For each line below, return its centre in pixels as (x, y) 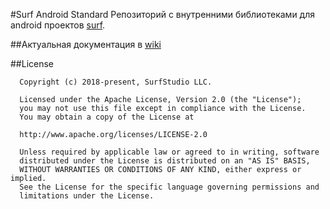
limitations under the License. (87, 196)
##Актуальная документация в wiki (86, 44)
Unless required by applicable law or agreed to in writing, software (169, 152)
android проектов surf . (58, 25)
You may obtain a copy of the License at (107, 117)
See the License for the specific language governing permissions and (169, 187)
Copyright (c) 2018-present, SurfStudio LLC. (116, 82)
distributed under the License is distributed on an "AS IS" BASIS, (165, 161)
